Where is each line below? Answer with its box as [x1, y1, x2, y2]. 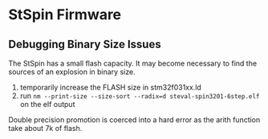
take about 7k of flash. [8, 124, 83, 133]
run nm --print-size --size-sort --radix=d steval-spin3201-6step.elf [19, 91, 260, 101]
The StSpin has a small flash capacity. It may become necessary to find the [8, 58, 258, 68]
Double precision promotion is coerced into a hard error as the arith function [8, 115, 261, 125]
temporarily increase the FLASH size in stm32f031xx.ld [19, 82, 202, 92]
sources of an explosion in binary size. [8, 67, 136, 77]
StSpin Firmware [8, 6, 122, 24]
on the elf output [19, 100, 75, 109]
